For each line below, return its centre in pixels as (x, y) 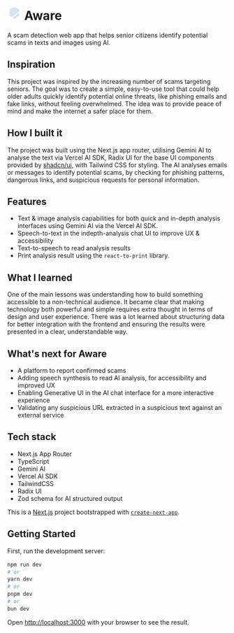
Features (27, 201)
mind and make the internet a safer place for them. (80, 111)
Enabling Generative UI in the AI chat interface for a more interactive (116, 393)
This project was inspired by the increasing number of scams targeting (109, 81)
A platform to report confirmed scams (72, 370)
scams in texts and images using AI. (59, 42)
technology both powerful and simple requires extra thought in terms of (110, 309)
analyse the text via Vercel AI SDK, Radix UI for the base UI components (111, 157)
